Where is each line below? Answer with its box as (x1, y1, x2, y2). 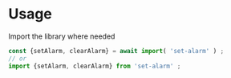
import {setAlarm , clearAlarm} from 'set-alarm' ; (8, 62, 181, 70)
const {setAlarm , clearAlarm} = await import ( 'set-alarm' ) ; (8, 47, 225, 55)
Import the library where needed (8, 31, 115, 41)
